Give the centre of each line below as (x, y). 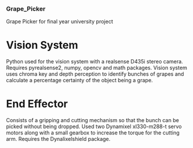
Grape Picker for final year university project (60, 22)
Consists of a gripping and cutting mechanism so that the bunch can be (93, 120)
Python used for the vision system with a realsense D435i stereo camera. (95, 62)
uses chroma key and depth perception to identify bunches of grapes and (95, 74)
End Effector (37, 104)
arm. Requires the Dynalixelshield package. (58, 139)
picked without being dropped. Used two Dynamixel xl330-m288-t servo (94, 127)
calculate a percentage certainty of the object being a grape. (79, 80)
